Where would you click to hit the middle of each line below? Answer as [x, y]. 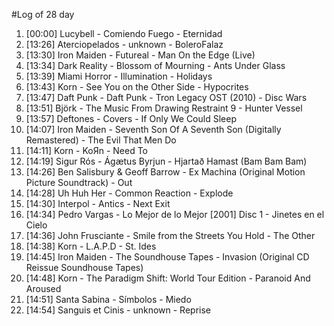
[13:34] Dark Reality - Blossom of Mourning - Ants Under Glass [155, 65]
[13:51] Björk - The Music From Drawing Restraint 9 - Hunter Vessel [164, 108]
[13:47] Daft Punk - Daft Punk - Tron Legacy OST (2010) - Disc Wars [166, 97]
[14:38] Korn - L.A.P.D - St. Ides [91, 246]
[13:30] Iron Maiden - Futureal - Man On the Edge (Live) [140, 55]
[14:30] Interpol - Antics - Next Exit [98, 203]
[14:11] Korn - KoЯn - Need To [86, 150]
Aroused [43, 288]
